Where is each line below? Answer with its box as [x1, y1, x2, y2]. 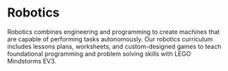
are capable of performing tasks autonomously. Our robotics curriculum [7, 34, 213, 43]
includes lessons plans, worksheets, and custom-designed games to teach [7, 42, 222, 50]
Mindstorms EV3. [7, 57, 57, 65]
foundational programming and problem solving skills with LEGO [7, 50, 191, 58]
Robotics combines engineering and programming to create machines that [7, 28, 220, 36]
